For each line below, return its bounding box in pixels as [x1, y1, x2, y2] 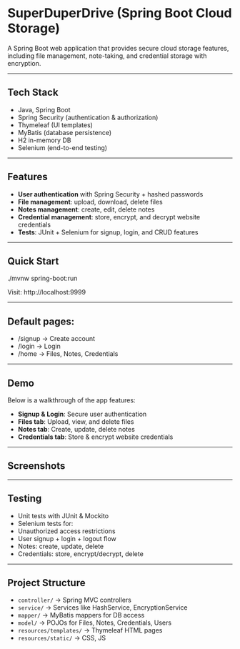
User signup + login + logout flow [17, 534, 116, 543]
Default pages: [7, 315, 75, 327]
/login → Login [17, 342, 61, 351]
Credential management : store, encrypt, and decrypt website [17, 212, 201, 221]
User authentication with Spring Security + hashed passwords [17, 189, 204, 198]
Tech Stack [7, 86, 59, 99]
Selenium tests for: [17, 519, 74, 527]
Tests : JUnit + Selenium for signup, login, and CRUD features [17, 227, 199, 237]
